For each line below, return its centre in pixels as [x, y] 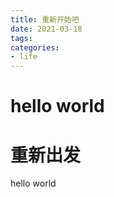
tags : [21, 38]
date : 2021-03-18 [46, 29]
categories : [35, 47]
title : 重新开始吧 [45, 19]
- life [24, 57]
